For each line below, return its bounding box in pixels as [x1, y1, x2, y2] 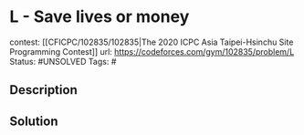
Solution [9, 113, 58, 129]
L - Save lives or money [9, 6, 190, 27]
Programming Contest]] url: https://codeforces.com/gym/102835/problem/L [9, 46, 295, 57]
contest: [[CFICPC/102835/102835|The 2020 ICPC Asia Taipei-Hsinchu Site [9, 36, 294, 47]
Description [9, 82, 78, 98]
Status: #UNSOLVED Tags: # [9, 56, 117, 67]
